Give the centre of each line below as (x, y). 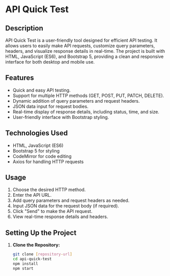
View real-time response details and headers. (60, 217)
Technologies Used (36, 133)
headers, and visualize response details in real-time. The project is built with (85, 51)
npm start (23, 268)
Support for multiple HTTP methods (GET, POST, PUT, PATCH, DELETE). (88, 96)
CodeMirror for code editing (42, 156)
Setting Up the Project (41, 233)
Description (24, 28)
